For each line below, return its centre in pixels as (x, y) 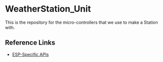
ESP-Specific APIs (30, 54)
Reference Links (30, 43)
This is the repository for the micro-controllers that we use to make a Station (81, 22)
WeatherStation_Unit (48, 9)
